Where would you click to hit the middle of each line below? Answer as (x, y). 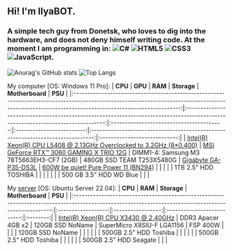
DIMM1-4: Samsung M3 (166, 152)
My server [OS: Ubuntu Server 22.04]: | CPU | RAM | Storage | (97, 188)
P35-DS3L (22, 167)
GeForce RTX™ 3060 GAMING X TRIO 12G (67, 152)
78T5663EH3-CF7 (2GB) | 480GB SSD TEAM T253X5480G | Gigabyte (108, 160)
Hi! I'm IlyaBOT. (41, 11)
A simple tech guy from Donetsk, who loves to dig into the (107, 31)
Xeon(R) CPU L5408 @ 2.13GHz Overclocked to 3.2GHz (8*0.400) (103, 145)
